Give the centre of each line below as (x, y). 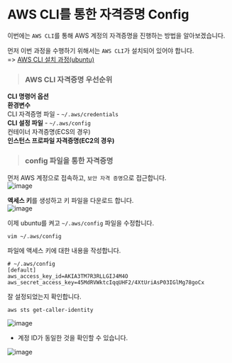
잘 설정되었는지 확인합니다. (44, 296)
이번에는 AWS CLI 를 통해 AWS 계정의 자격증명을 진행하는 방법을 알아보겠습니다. (116, 35)
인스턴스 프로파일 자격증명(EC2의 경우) (61, 141)
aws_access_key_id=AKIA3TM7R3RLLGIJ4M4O (68, 276)
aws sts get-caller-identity (50, 310)
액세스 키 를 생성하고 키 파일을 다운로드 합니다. (71, 200)
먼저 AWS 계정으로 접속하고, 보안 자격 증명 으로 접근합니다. (87, 177)
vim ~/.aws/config (34, 236)
